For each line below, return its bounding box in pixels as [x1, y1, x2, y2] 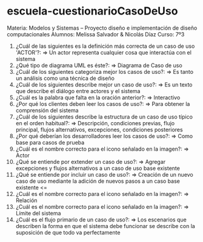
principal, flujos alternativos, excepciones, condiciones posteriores [15, 126, 184, 133]
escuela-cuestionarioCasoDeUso [7, 4, 178, 18]
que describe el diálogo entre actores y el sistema [15, 87, 141, 94]
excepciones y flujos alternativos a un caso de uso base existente [15, 165, 181, 172]
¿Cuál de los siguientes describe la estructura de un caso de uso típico [15, 113, 193, 120]
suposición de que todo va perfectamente [15, 229, 121, 236]
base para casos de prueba [15, 139, 85, 146]
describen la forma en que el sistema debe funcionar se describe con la [15, 222, 196, 229]
